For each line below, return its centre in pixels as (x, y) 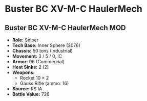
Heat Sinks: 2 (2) (30, 67)
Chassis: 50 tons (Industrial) (42, 51)
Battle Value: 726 (31, 94)
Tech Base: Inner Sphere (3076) (46, 45)
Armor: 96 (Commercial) (38, 61)
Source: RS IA (27, 89)
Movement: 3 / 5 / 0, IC (37, 56)
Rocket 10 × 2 (34, 78)
